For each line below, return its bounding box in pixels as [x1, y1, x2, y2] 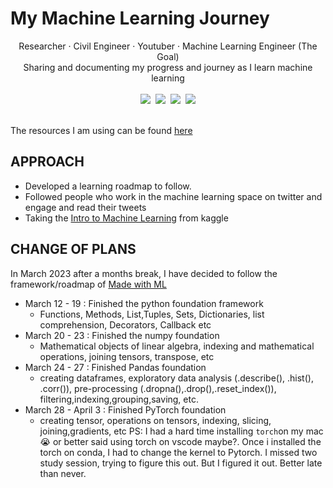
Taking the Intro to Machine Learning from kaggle [24, 212, 229, 224]
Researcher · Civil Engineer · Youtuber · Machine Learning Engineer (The [18, 40, 318, 52]
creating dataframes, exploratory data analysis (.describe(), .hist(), [39, 372, 314, 384]
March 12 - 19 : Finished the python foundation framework [24, 297, 264, 309]
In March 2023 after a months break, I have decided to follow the [10, 267, 278, 279]
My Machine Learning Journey [10, 7, 270, 30]
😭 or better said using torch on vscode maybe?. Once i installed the [39, 435, 322, 447]
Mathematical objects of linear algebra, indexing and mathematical [39, 340, 315, 352]
